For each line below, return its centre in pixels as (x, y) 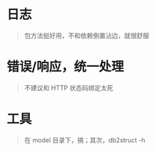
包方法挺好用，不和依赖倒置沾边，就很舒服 (87, 35)
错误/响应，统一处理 (65, 67)
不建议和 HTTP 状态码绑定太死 (69, 88)
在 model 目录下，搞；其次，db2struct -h (84, 140)
